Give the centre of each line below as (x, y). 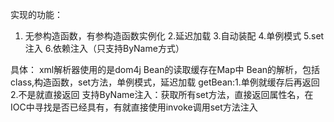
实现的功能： (36, 14)
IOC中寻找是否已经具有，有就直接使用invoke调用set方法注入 (134, 107)
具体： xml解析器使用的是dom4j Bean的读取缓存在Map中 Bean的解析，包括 (165, 69)
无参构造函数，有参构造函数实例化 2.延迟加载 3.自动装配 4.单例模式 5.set (174, 36)
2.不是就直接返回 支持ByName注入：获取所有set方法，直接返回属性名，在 (162, 94)
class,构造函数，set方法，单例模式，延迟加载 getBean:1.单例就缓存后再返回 (165, 82)
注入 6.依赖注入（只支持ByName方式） (104, 48)
